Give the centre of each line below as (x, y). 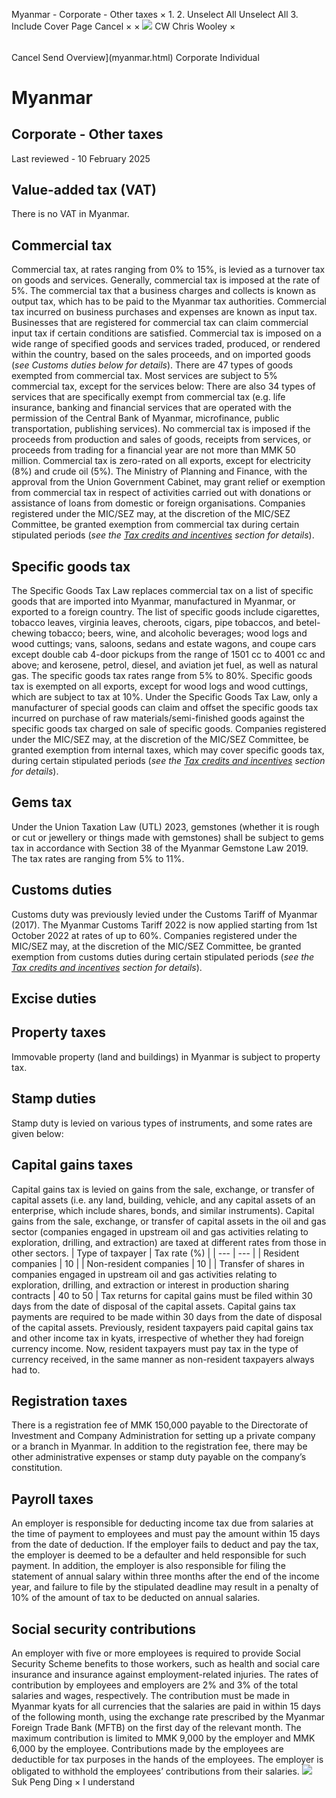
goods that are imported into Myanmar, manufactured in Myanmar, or (153, 601)
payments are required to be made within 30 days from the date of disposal (167, 1316)
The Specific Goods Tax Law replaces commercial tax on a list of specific (162, 591)
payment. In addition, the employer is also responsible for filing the (148, 1566)
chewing (29, 633)
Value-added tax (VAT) (84, 190)
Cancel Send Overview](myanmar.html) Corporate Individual (135, 57)
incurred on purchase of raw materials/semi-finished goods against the (158, 718)
